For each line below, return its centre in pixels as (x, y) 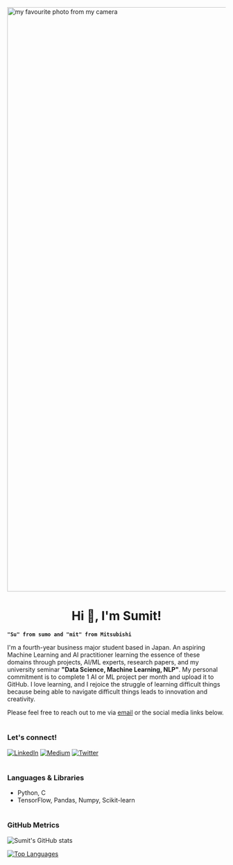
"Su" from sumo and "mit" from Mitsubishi (69, 635)
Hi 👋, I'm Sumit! (116, 616)
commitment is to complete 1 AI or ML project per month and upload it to (111, 677)
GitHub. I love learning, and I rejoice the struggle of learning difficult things (114, 684)
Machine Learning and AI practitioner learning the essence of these (104, 655)
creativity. (21, 699)
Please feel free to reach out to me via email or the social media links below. (115, 712)
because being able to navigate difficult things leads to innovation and (107, 691)
